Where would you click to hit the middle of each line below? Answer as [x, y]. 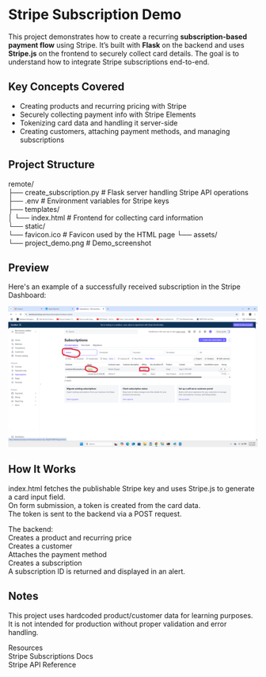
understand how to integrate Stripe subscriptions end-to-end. [109, 62]
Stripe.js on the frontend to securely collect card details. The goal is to [124, 53]
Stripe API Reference [42, 664]
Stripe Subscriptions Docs [51, 656]
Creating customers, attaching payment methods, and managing [125, 131]
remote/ [21, 183]
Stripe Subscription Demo [95, 15]
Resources [26, 648]
